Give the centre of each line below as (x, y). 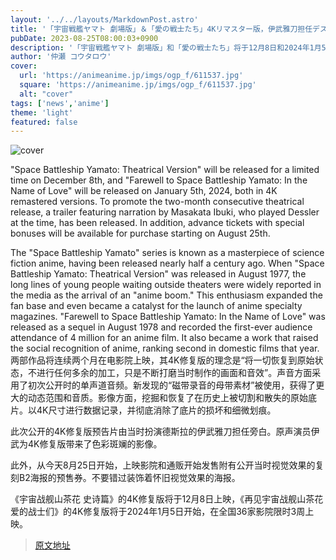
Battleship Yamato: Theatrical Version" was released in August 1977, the (158, 274)
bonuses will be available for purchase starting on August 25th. (140, 233)
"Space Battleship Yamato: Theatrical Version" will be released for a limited (165, 170)
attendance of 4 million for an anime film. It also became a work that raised (164, 338)
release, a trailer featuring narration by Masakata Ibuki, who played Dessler (165, 212)
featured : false (44, 122)
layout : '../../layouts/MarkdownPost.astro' (104, 19)
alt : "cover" (46, 94)
